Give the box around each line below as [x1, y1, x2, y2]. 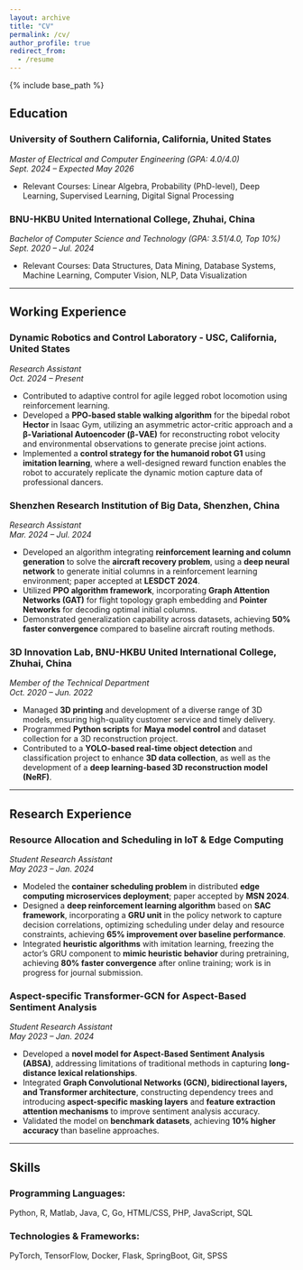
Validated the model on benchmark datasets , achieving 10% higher [22, 1116, 277, 1127]
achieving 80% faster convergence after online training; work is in [22, 957, 271, 968]
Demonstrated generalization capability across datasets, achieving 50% [22, 613, 291, 624]
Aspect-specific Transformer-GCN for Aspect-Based [9, 989, 246, 1002]
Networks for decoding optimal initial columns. [22, 603, 198, 614]
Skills [9, 1160, 41, 1175]
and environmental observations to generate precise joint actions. [22, 438, 267, 449]
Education [9, 106, 69, 122]
